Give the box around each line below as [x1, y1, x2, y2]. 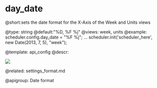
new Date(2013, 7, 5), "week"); [5, 39, 67, 45]
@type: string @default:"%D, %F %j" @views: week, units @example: [5, 29, 147, 35]
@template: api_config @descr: [5, 49, 69, 55]
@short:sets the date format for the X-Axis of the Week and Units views [5, 19, 151, 25]
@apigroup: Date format [5, 77, 54, 83]
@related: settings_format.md [5, 68, 66, 74]
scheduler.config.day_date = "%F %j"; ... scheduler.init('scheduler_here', [5, 34, 153, 40]
